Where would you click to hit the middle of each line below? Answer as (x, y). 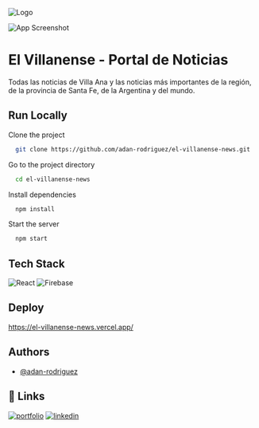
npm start (31, 239)
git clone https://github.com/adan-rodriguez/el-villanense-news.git (133, 149)
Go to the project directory (52, 164)
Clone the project (37, 135)
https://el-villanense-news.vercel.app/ (71, 327)
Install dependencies (43, 194)
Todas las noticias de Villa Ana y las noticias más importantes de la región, (130, 82)
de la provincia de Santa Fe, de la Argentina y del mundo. (102, 90)
